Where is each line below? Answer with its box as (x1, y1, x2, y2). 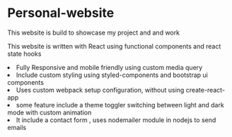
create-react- (185, 85, 225, 94)
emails (7, 123, 27, 131)
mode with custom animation (7, 108, 92, 117)
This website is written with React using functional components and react (7, 42, 221, 50)
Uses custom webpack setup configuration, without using (16, 85, 185, 94)
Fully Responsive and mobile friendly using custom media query (16, 63, 203, 71)
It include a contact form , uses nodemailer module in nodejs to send (16, 115, 216, 124)
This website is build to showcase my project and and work (7, 28, 180, 37)
